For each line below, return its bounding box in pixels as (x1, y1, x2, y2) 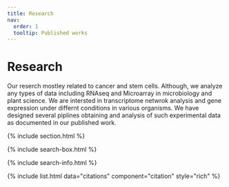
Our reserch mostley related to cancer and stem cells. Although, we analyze (7, 82, 223, 90)
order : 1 (13, 23, 39, 30)
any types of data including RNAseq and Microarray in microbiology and (7, 89, 212, 97)
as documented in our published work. (7, 119, 117, 127)
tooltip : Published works (13, 29, 88, 37)
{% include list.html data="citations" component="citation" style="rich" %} (7, 172, 221, 180)
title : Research (7, 10, 54, 17)
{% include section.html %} (7, 132, 86, 140)
